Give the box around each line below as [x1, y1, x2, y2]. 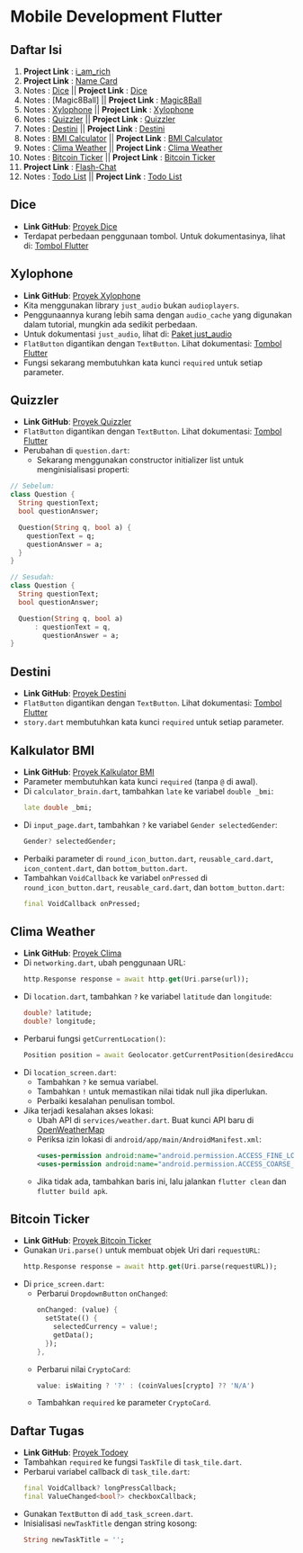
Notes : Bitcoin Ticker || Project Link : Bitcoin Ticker [22, 152, 216, 163]
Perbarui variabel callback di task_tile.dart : [22, 1467, 191, 1477]
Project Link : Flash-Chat [22, 162, 117, 172]
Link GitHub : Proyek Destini [22, 688, 127, 699]
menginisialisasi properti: [36, 464, 129, 475]
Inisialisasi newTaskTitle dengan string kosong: [22, 1518, 198, 1529]
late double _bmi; [22, 803, 93, 812]
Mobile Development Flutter [10, 6, 223, 27]
